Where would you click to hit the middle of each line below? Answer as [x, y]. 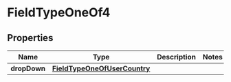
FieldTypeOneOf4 [59, 13]
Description [176, 57]
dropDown [28, 68]
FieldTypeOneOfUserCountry [101, 68]
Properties [30, 38]
